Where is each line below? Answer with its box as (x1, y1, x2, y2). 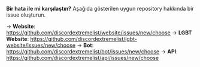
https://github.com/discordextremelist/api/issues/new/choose (6, 55, 159, 61)
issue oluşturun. (6, 11, 46, 18)
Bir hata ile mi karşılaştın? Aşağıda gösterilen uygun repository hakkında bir (6, 5, 195, 12)
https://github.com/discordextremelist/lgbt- (29, 36, 138, 42)
